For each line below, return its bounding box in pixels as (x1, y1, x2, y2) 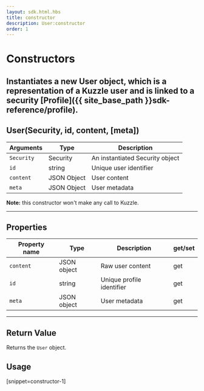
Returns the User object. (6, 344, 67, 351)
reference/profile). (6, 105, 78, 115)
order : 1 (6, 26, 29, 32)
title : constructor (6, 15, 56, 21)
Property (18, 240, 44, 249)
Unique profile (100, 275, 141, 284)
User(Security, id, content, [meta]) (6, 125, 140, 136)
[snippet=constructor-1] (6, 378, 66, 385)
